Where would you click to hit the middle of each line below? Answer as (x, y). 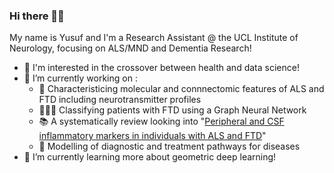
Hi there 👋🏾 (37, 16)
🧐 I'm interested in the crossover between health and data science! (161, 68)
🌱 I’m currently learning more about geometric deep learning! (150, 157)
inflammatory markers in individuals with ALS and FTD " (152, 136)
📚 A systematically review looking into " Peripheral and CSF (161, 121)
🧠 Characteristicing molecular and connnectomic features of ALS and (181, 89)
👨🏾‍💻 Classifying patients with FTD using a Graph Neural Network (172, 110)
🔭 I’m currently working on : (80, 78)
